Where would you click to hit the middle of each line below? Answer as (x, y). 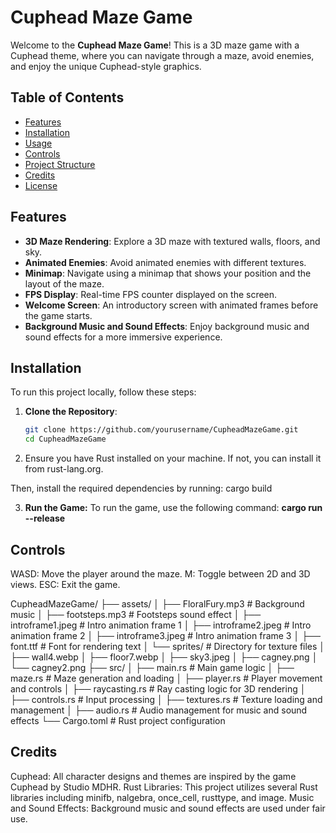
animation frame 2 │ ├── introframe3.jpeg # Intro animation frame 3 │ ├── (165, 635)
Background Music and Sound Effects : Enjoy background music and (167, 326)
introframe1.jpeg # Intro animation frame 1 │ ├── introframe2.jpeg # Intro (161, 625)
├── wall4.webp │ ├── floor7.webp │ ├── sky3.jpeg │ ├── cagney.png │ (164, 657)
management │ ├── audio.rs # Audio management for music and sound (159, 710)
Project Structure (60, 164)
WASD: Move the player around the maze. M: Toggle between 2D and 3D (160, 573)
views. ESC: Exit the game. (65, 584)
